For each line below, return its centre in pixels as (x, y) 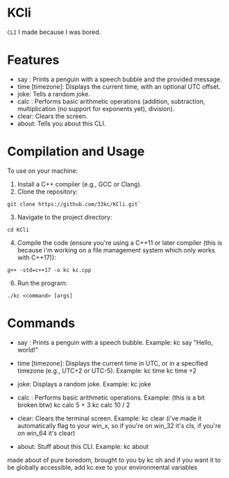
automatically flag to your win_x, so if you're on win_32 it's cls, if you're (119, 425)
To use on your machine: (43, 171)
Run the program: (42, 283)
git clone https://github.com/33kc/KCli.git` (74, 204)
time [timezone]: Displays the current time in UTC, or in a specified (112, 363)
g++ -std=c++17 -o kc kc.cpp (49, 270)
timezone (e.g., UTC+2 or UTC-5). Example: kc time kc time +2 (107, 370)
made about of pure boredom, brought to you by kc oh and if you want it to (114, 460)
